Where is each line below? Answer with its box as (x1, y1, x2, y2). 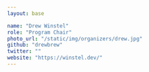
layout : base (7, 10, 45, 17)
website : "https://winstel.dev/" (7, 54, 103, 62)
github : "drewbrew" (7, 42, 63, 49)
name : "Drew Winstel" (7, 22, 69, 29)
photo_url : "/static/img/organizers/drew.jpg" (7, 35, 143, 42)
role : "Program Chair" (7, 29, 72, 36)
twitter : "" (7, 48, 41, 55)
